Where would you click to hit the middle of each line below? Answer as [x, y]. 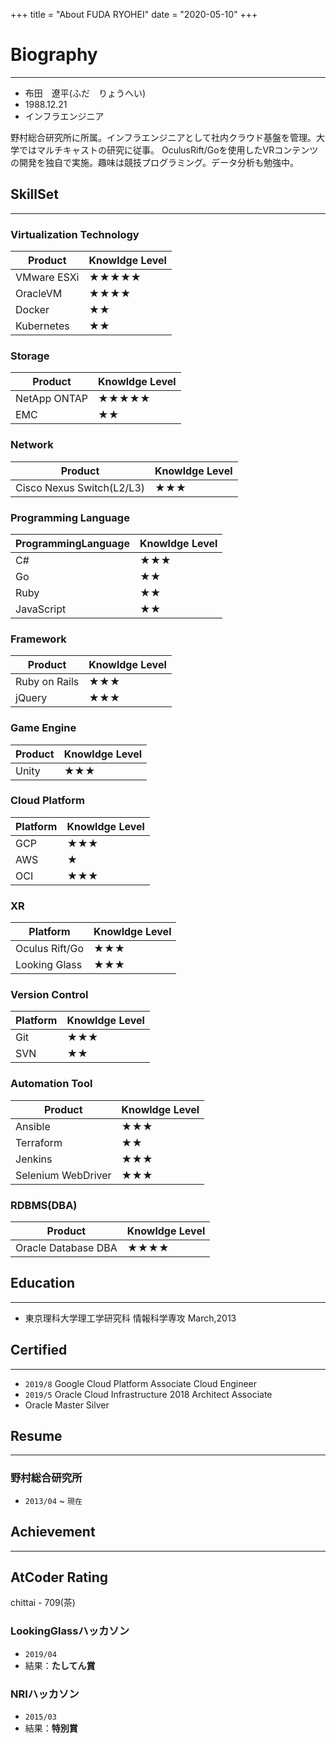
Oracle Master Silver [67, 1405]
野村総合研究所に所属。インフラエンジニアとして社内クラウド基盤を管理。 [163, 137]
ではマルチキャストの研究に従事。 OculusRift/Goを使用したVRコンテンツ [168, 150]
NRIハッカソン [45, 1694]
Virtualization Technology [75, 234]
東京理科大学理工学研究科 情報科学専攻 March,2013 [130, 1318]
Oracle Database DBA [66, 1248]
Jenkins [34, 1159]
